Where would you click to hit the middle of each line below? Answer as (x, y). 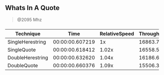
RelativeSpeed (117, 33)
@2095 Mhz (30, 19)
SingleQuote (22, 49)
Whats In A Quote (32, 8)
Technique (28, 33)
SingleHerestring (27, 42)
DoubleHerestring (28, 58)
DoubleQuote (23, 65)
